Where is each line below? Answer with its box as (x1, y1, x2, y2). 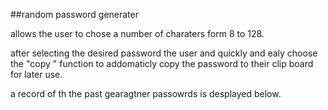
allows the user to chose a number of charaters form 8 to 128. (10, 28, 265, 39)
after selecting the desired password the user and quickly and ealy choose (10, 47, 318, 59)
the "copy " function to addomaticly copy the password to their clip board (10, 58, 314, 69)
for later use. (10, 69, 63, 80)
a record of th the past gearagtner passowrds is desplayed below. (10, 88, 282, 99)
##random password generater (10, 9, 139, 20)
